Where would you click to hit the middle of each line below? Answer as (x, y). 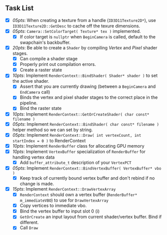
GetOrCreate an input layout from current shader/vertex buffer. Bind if (91, 217)
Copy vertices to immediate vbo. (53, 206)
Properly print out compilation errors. (58, 64)
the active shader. (31, 81)
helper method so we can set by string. (53, 130)
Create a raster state (41, 70)
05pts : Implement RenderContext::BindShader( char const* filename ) (86, 124)
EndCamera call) (35, 92)
